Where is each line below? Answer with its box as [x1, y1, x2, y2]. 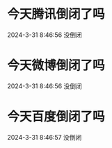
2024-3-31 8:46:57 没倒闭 [7, 133, 82, 141]
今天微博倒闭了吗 [7, 58, 106, 74]
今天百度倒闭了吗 [7, 109, 106, 125]
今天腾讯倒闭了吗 [7, 6, 106, 22]
